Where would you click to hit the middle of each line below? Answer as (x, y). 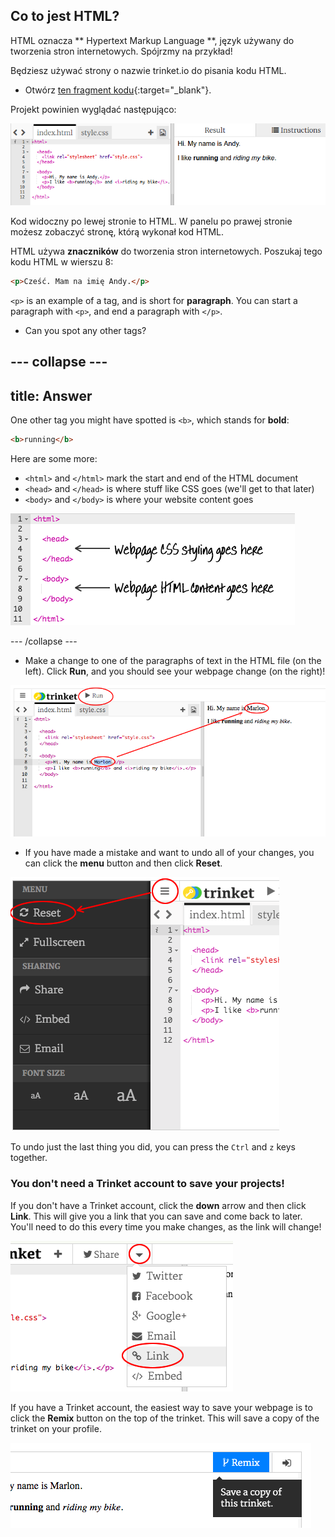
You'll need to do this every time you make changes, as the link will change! (166, 1226)
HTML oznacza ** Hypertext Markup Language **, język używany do (152, 40)
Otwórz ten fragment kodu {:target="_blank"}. (118, 90)
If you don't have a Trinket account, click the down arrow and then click (158, 1205)
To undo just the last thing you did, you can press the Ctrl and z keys (153, 1147)
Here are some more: (54, 459)
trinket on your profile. (56, 1428)
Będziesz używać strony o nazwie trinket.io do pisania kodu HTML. (148, 70)
